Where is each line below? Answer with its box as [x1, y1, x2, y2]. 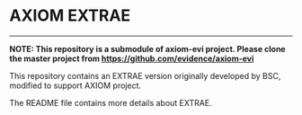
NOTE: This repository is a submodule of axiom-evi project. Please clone [9, 43, 286, 54]
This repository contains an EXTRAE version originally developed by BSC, [9, 70, 281, 81]
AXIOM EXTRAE [9, 5, 131, 26]
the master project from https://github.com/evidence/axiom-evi [9, 53, 254, 64]
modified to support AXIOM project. [9, 80, 142, 91]
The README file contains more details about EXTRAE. [9, 97, 213, 108]
